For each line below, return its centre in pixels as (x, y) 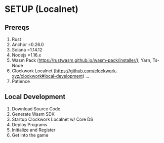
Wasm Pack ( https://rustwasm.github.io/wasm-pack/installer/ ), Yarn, (82, 60)
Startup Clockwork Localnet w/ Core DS (52, 119)
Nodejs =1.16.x (26, 55)
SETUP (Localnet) (41, 9)
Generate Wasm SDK (33, 114)
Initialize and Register (34, 130)
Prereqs (17, 27)
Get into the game (30, 135)
